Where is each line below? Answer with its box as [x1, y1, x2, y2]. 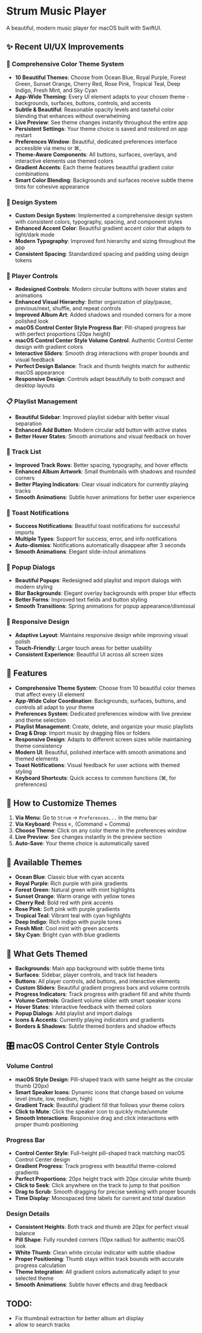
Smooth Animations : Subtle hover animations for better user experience [14, 493, 196, 501]
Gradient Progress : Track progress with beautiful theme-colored [14, 1162, 177, 1169]
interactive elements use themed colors [14, 157, 113, 164]
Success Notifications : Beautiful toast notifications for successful [14, 522, 180, 530]
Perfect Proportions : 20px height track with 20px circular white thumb [14, 1175, 191, 1182]
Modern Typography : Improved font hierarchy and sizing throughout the [14, 237, 196, 244]
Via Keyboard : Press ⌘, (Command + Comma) [14, 820, 131, 828]
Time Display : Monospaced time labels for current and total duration [14, 1194, 186, 1201]
